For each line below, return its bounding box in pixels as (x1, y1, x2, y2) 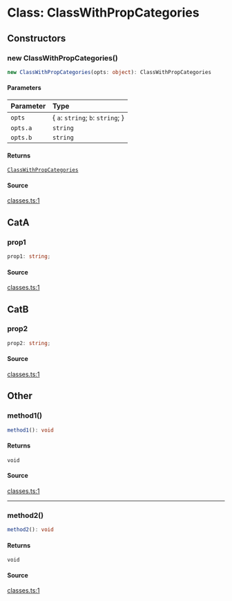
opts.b (10, 133, 32, 141)
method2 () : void (7, 526, 54, 533)
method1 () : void (7, 427, 54, 434)
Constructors (7, 33, 66, 44)
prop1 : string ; (7, 253, 51, 260)
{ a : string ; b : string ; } (52, 113, 124, 122)
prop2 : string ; (7, 340, 51, 346)
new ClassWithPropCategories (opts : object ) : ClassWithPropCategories (7, 68, 212, 75)
